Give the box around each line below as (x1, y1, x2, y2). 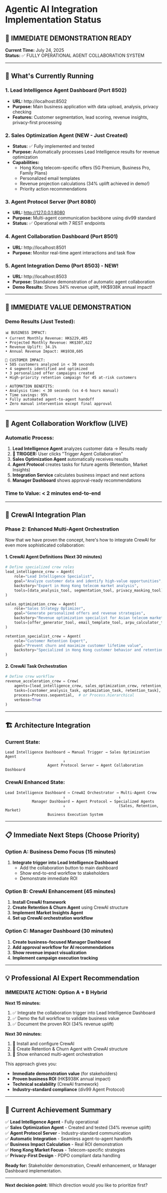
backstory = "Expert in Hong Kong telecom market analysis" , (14, 583, 139, 588)
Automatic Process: (5, 434, 54, 441)
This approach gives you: (5, 1061, 57, 1067)
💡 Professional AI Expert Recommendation (5, 974, 140, 983)
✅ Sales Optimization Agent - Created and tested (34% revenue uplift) (5, 1125, 151, 1131)
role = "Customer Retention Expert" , (14, 638, 88, 643)
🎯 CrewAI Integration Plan (5, 510, 86, 519)
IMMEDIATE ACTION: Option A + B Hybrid (5, 989, 107, 996)
